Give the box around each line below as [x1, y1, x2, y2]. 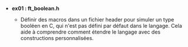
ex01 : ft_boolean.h [11, 5, 60, 12]
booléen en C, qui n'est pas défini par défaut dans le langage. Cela [20, 23, 182, 29]
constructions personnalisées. [20, 35, 94, 41]
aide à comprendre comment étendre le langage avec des [20, 28, 160, 35]
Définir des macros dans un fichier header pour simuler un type [20, 16, 174, 23]
